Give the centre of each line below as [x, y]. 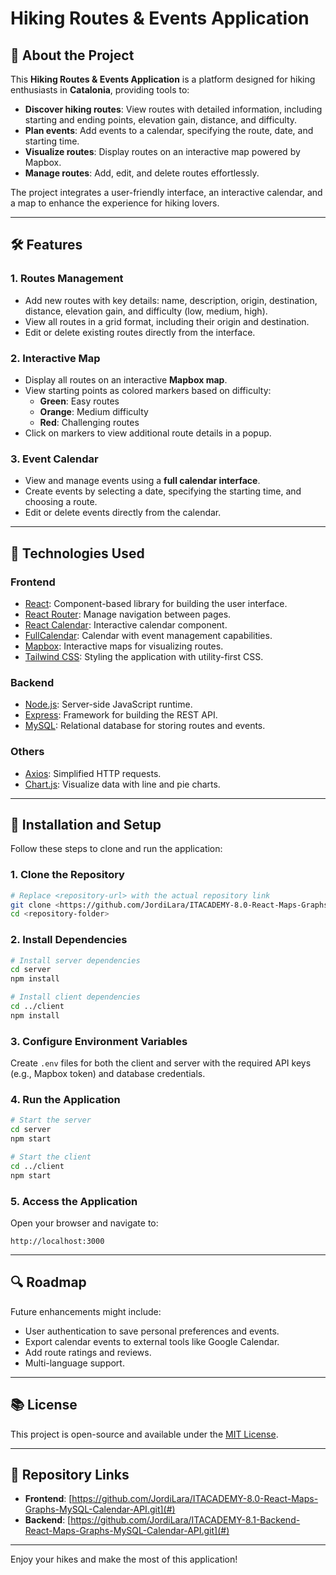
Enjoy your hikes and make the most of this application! [124, 1559]
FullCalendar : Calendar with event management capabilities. [148, 635]
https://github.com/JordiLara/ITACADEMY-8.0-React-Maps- [195, 1499]
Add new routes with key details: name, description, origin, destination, [171, 300]
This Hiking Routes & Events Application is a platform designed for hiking [163, 79]
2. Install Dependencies [69, 940]
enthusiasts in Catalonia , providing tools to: [100, 90]
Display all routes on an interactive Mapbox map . [126, 379]
